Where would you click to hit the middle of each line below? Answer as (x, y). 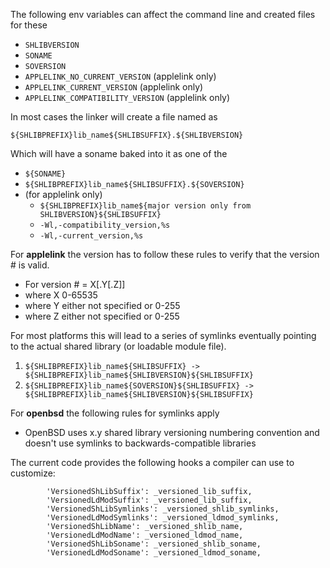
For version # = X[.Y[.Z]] (75, 284)
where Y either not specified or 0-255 (102, 305)
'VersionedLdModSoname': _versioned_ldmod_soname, (154, 553)
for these (29, 25)
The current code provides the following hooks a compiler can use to (152, 462)
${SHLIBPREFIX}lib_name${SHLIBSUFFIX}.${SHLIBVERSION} (127, 135)
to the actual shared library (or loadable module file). (118, 346)
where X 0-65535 (61, 295)
